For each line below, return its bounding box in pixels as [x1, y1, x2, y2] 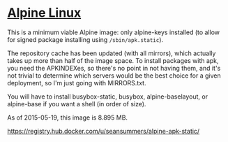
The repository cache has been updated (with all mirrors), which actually [7, 49, 216, 57]
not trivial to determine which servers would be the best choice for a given [7, 71, 221, 80]
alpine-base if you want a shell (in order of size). [7, 99, 146, 108]
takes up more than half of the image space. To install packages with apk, [7, 56, 219, 64]
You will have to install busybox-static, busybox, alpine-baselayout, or [7, 92, 208, 101]
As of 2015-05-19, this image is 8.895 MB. [7, 113, 128, 122]
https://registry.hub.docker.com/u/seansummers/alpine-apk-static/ [7, 127, 200, 135]
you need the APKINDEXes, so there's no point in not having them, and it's [7, 64, 221, 72]
